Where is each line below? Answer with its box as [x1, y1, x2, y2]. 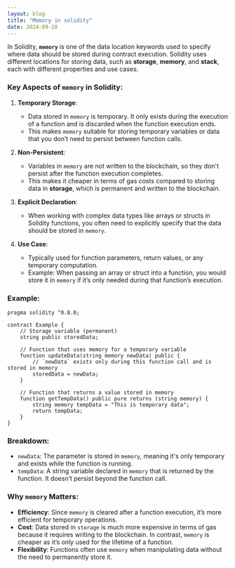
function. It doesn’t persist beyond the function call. [17, 475, 167, 483]
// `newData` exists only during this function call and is [32, 358, 212, 365]
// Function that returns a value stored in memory [20, 389, 174, 396]
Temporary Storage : [17, 98, 78, 107]
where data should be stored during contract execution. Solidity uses [7, 50, 207, 58]
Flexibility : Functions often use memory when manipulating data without [17, 545, 222, 553]
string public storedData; [20, 333, 99, 341]
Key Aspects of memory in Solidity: [7, 82, 123, 92]
